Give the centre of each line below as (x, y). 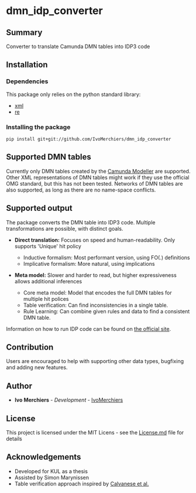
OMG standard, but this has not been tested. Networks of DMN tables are (94, 183)
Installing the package (38, 127)
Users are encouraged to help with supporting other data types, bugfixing (95, 361)
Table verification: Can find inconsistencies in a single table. (96, 305)
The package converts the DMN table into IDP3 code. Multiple (81, 222)
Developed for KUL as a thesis (51, 471)
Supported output (39, 208)
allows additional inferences (48, 281)
